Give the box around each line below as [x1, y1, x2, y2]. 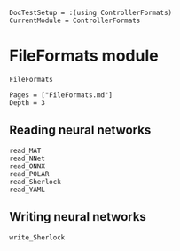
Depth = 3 [9, 98, 46, 107]
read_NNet [9, 154, 46, 163]
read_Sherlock [9, 177, 62, 186]
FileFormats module [9, 45, 159, 66]
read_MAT [9, 146, 42, 155]
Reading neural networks [9, 123, 152, 138]
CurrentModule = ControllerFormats [9, 16, 141, 25]
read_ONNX [9, 161, 46, 171]
